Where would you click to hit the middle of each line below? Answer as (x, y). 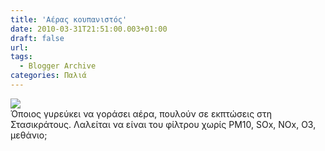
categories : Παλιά (48, 76)
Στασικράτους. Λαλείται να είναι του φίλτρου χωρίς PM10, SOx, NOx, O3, (163, 124)
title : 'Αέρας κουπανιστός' (69, 19)
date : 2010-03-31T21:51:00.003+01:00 (89, 29)
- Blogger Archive (58, 66)
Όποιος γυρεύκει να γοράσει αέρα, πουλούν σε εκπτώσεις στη (141, 113)
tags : (21, 57)
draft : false (37, 38)
